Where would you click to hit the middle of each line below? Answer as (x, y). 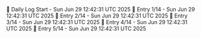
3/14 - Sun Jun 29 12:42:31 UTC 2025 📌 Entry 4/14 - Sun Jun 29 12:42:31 (97, 22)
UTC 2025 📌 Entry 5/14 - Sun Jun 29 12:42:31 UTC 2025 (76, 28)
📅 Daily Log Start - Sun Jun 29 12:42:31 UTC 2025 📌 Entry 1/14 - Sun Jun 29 (101, 9)
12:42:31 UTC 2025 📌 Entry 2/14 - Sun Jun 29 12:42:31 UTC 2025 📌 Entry (97, 16)
